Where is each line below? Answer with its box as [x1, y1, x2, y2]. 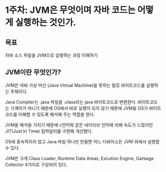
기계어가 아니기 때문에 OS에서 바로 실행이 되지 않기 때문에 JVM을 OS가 [10, 105, 148, 111]
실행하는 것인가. [15, 17, 76, 28]
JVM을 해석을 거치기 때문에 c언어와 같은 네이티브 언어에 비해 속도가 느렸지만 [5, 122, 153, 128]
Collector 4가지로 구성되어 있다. [5, 162, 68, 168]
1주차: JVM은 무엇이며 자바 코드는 [5, 4, 136, 16]
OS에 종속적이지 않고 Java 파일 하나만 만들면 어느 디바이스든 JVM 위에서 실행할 [5, 138, 160, 144]
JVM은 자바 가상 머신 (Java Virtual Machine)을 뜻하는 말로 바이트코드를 [5, 82, 145, 88]
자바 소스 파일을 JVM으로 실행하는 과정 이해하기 [5, 53, 98, 58]
